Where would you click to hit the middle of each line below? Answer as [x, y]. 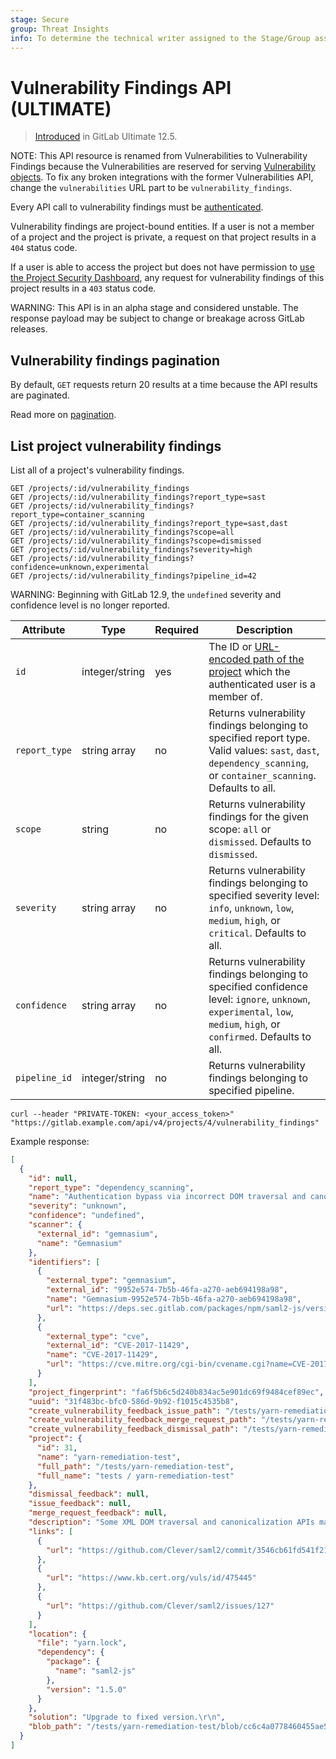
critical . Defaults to [257, 933]
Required [177, 629]
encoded [229, 659]
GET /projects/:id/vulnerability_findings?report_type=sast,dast [149, 523]
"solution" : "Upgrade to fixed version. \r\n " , [127, 1717]
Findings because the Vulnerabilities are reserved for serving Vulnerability [163, 167]
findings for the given [258, 816]
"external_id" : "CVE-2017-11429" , [118, 1346]
